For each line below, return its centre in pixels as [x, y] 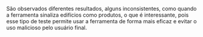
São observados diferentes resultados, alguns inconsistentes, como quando [101, 9]
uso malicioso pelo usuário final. [46, 27]
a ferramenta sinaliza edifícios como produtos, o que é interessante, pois [98, 15]
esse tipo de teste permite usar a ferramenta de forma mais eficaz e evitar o [101, 21]
